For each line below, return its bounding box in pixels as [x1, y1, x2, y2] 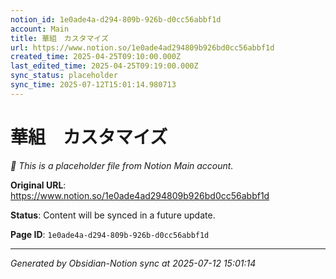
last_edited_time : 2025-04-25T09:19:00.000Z [10, 61, 199, 71]
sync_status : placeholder [10, 71, 118, 81]
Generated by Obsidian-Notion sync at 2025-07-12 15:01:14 [10, 257, 257, 269]
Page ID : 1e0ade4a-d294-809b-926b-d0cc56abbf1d [10, 228, 210, 240]
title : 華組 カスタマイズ [10, 33, 109, 43]
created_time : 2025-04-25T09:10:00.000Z [10, 52, 182, 62]
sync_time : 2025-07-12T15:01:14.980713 [10, 80, 177, 90]
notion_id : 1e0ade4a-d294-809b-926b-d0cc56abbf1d [10, 14, 222, 25]
